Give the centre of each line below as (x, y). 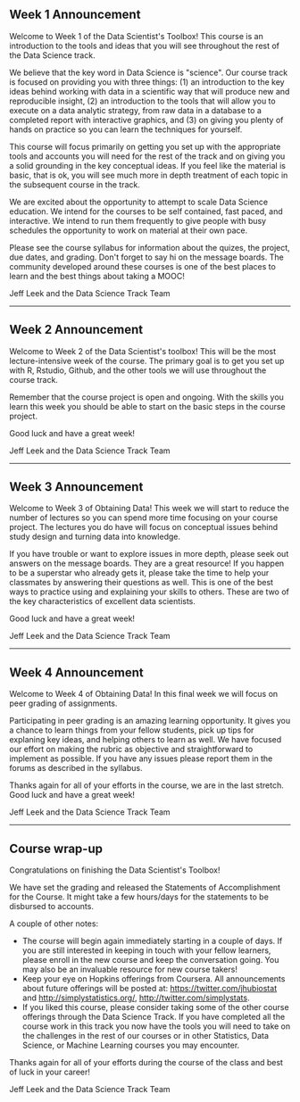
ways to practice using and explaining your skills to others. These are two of (150, 592)
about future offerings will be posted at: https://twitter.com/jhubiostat (150, 989)
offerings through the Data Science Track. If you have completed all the (154, 1017)
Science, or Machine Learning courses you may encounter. (131, 1045)
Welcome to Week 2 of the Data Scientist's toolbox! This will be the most (143, 351)
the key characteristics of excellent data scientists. (103, 601)
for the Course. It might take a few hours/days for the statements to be (139, 897)
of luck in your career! (50, 1072)
